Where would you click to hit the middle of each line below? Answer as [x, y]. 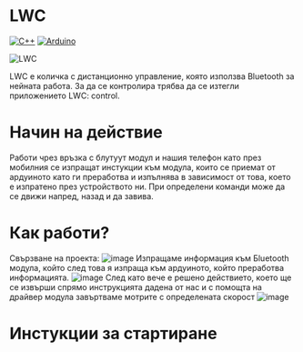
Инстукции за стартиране [113, 334]
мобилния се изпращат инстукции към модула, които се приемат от [142, 167]
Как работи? [60, 233]
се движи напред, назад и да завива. [82, 196]
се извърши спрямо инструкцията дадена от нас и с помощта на [136, 287]
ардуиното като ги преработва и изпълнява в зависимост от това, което [150, 176]
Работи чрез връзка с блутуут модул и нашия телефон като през [136, 157]
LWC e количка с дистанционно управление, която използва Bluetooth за [152, 76]
